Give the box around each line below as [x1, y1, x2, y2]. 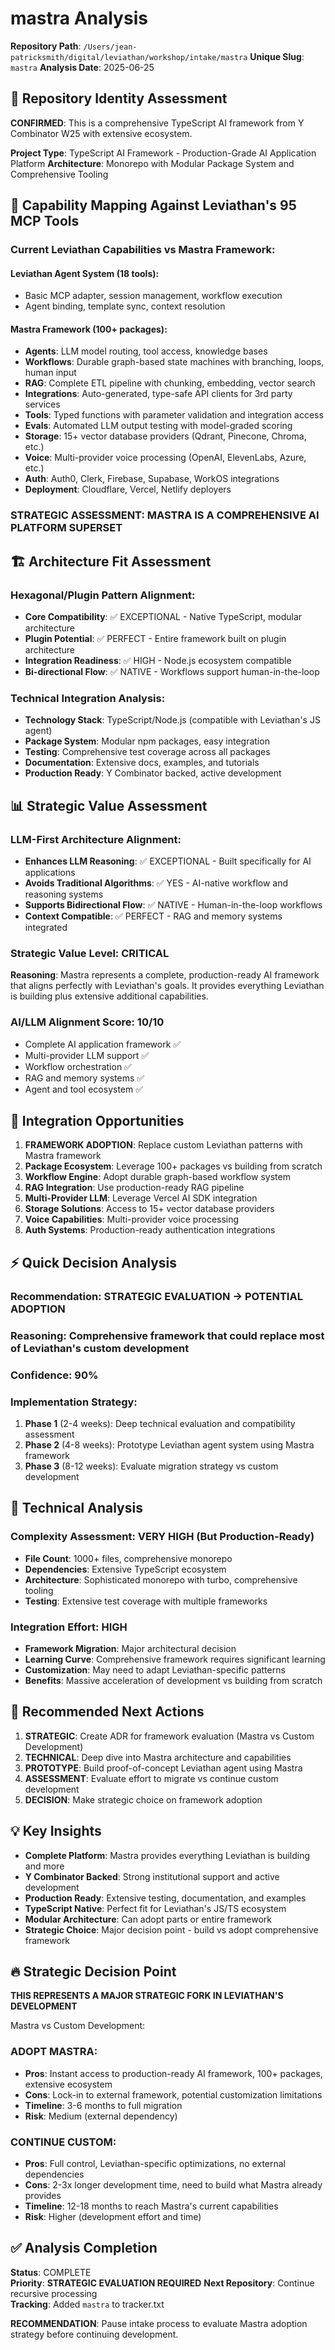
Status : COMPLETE [10, 2266, 92, 2278]
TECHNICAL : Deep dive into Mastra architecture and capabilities [24, 1751, 292, 1763]
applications [24, 867, 76, 879]
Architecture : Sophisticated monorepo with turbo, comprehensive [24, 1573, 298, 1586]
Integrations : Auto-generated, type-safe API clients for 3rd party [24, 388, 293, 400]
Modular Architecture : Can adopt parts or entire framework [24, 1913, 272, 1925]
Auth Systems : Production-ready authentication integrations [24, 1224, 276, 1236]
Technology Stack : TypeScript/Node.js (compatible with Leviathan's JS [24, 714, 321, 726]
